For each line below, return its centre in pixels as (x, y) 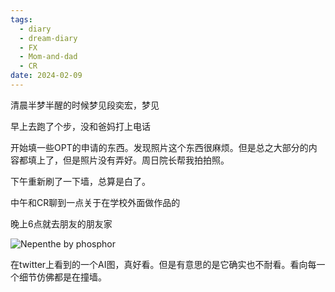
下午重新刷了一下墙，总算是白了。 (80, 181)
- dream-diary (48, 38)
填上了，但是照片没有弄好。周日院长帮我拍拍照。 (128, 160)
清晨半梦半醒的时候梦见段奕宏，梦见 (85, 105)
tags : (21, 19)
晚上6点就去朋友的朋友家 (61, 223)
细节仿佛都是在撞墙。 (62, 277)
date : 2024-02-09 (46, 76)
